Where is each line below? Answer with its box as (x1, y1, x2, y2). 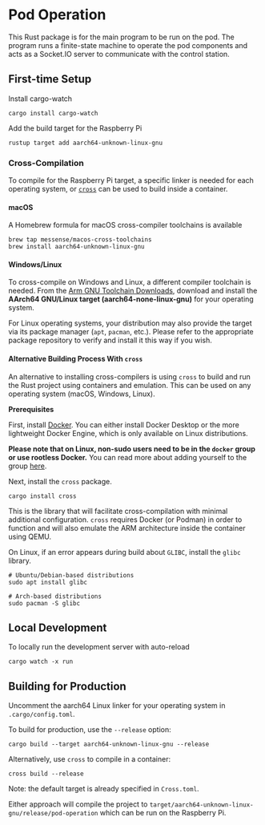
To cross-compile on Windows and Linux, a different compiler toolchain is (8, 277, 251, 287)
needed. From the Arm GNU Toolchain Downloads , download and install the (8, 286, 258, 296)
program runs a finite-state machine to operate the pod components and (8, 40, 248, 50)
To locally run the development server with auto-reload (8, 642, 190, 652)
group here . (8, 461, 47, 471)
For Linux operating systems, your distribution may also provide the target (8, 318, 252, 328)
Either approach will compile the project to (8, 799, 148, 809)
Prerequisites (8, 404, 54, 414)
